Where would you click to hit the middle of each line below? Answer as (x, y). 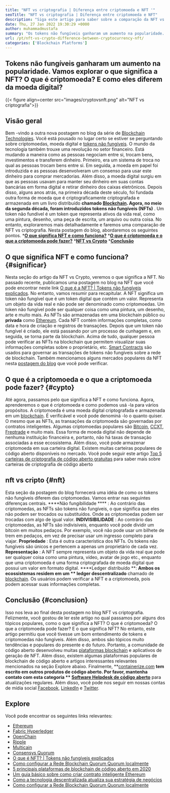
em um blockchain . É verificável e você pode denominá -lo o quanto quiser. (84, 416)
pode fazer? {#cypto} (40, 387)
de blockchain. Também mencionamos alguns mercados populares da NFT (84, 358)
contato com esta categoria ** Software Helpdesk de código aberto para (83, 677)
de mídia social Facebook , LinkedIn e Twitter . (52, 688)
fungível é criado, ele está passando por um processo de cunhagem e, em (83, 331)
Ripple (19, 742)
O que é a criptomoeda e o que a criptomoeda (79, 379)
